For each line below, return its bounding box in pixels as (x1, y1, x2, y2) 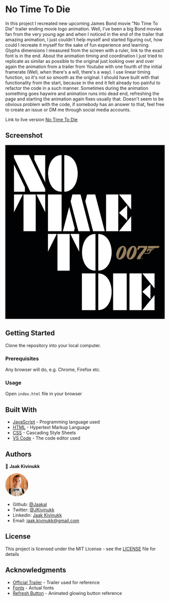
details (5, 551, 19, 557)
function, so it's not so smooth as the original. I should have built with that (5, 74, 159, 80)
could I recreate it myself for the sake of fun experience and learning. (5, 42, 150, 48)
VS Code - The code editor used (12, 435, 81, 441)
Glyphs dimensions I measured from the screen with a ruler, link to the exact (5, 47, 164, 53)
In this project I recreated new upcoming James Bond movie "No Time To (5, 20, 158, 26)
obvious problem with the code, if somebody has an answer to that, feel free (5, 101, 164, 107)
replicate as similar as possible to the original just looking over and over (5, 58, 154, 64)
